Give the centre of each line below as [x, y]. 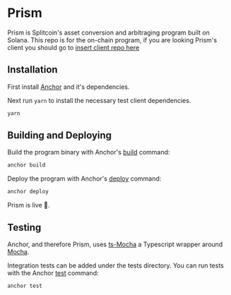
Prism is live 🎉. [29, 205]
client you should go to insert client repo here [73, 47]
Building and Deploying [59, 136]
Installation [32, 70]
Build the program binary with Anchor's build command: [89, 152]
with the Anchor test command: [53, 273]
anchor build [26, 165]
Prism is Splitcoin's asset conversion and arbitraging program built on [108, 32]
